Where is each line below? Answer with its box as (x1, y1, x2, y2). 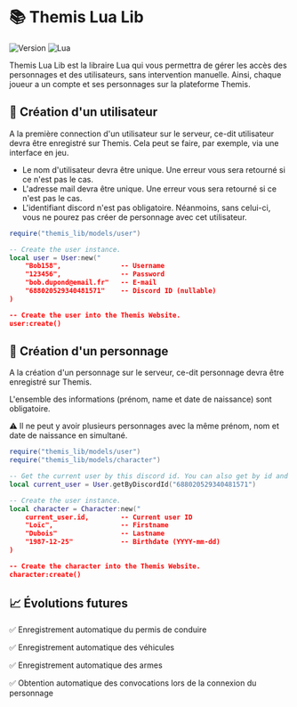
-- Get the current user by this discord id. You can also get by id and (9, 472, 289, 481)
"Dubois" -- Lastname (25, 529, 165, 539)
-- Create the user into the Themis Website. (9, 311, 181, 320)
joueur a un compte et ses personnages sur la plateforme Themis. (9, 78, 251, 89)
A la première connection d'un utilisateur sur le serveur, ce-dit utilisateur (9, 128, 275, 139)
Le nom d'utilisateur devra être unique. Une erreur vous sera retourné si (21, 164, 286, 175)
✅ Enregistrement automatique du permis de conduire (9, 624, 207, 635)
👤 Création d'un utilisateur (9, 104, 158, 120)
